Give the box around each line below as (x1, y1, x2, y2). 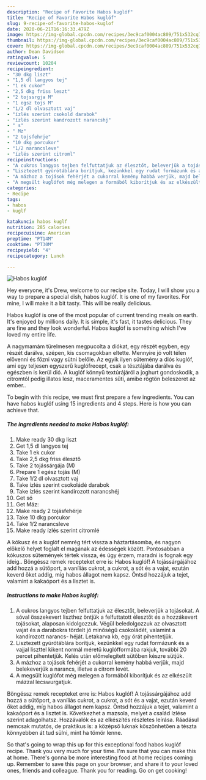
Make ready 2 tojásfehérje (15, 508, 82, 515)
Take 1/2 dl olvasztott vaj (15, 475, 78, 483)
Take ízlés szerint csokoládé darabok (15, 481, 109, 489)
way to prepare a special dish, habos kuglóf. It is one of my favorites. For (7, 293, 190, 301)
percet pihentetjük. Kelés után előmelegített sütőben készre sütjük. (15, 652, 185, 660)
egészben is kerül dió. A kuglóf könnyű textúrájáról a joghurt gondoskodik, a (7, 369, 199, 376)
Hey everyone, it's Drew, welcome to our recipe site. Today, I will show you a (7, 286, 200, 294)
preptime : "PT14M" (7, 236, 54, 242)
